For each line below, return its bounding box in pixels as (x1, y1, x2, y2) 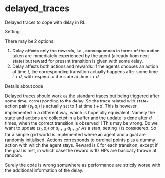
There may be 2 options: (5, 38, 55, 44)
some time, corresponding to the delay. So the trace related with (5, 98, 136, 103)
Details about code (5, 83, 43, 89)
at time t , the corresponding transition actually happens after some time (12, 68, 158, 74)
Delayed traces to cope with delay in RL (5, 19, 86, 25)
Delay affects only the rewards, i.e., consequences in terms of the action (12, 48, 160, 53)
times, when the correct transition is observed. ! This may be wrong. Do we (5, 120, 158, 126)
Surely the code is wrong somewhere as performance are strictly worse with (5, 162, 161, 168)
